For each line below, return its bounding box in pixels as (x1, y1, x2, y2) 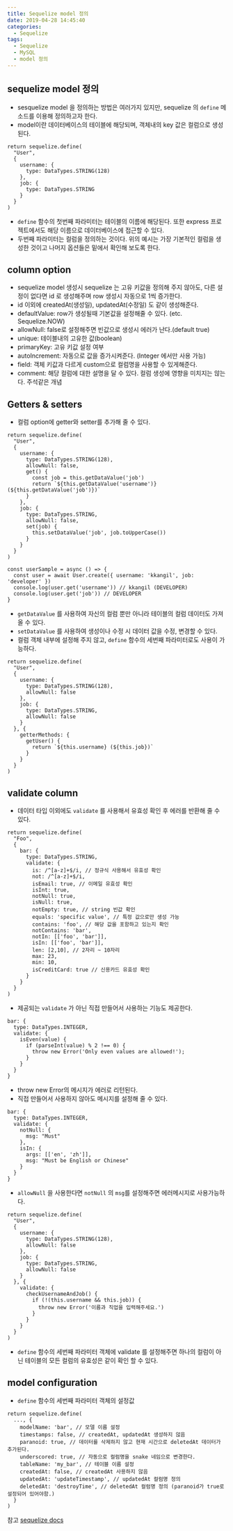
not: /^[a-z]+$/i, (32, 873, 86, 880)
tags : (7, 36, 23, 43)
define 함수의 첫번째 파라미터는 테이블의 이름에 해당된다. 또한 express (17, 217, 209, 225)
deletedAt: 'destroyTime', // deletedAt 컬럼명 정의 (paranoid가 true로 (19, 1483, 225, 1490)
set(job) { (25, 524, 58, 531)
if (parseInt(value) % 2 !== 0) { (25, 1042, 127, 1049)
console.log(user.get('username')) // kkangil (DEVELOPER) (13, 584, 188, 591)
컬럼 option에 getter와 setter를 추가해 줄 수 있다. (17, 418, 151, 426)
